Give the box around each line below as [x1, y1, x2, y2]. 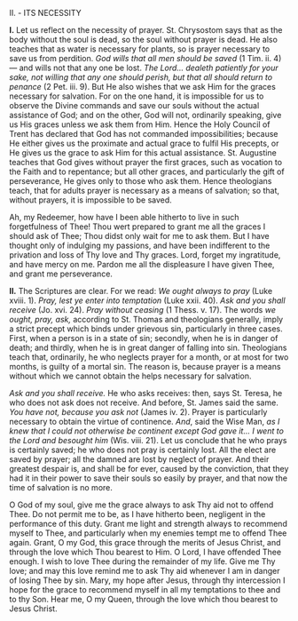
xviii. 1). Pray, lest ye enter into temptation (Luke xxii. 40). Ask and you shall [9, 295, 286, 306]
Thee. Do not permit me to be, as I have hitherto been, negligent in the [9, 509, 266, 519]
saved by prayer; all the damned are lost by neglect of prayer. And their [9, 454, 270, 465]
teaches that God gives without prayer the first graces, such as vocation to [9, 157, 282, 167]
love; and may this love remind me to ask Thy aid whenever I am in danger [9, 566, 281, 576]
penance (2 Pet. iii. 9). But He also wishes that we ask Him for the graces [9, 82, 277, 92]
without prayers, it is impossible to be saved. [9, 195, 173, 205]
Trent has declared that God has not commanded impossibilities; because [9, 129, 278, 139]
